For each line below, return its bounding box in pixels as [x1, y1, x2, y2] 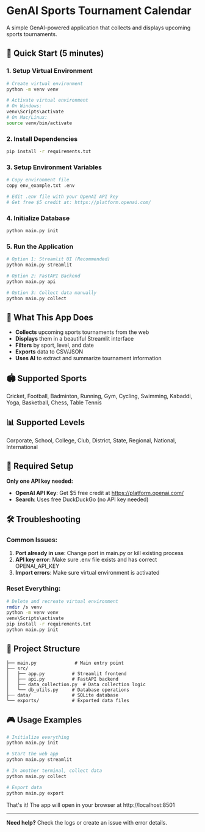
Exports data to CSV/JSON [15, 348, 84, 355]
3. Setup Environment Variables [6, 163, 103, 172]
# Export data [6, 784, 43, 790]
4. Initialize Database [6, 214, 70, 222]
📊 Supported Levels [6, 417, 85, 428]
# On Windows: [6, 103, 43, 109]
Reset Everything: [6, 584, 61, 593]
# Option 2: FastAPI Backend [6, 273, 81, 279]
